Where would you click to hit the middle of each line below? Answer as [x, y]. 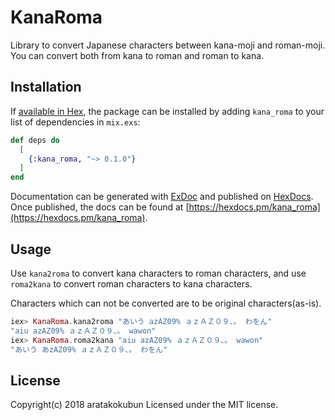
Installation [46, 87]
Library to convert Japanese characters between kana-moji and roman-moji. [168, 45]
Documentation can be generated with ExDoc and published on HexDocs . [162, 197]
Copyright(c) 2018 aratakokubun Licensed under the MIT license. [144, 405]
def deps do [35, 140]
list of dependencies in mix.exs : [75, 122]
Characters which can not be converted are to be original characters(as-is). [166, 303]
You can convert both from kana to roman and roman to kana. [137, 55]
